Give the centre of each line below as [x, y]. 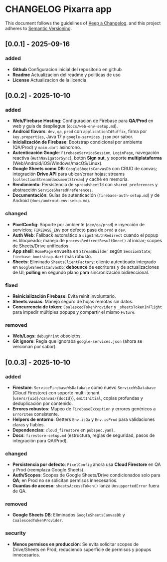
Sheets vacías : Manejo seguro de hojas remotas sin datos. [73, 301]
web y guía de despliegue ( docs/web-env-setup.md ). [65, 126]
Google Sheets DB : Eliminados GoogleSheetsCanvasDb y [69, 515]
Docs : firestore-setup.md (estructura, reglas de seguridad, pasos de [83, 435]
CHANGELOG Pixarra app [59, 9]
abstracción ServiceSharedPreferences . [53, 190]
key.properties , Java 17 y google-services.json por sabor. [73, 137]
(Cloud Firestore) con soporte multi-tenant [56, 393]
